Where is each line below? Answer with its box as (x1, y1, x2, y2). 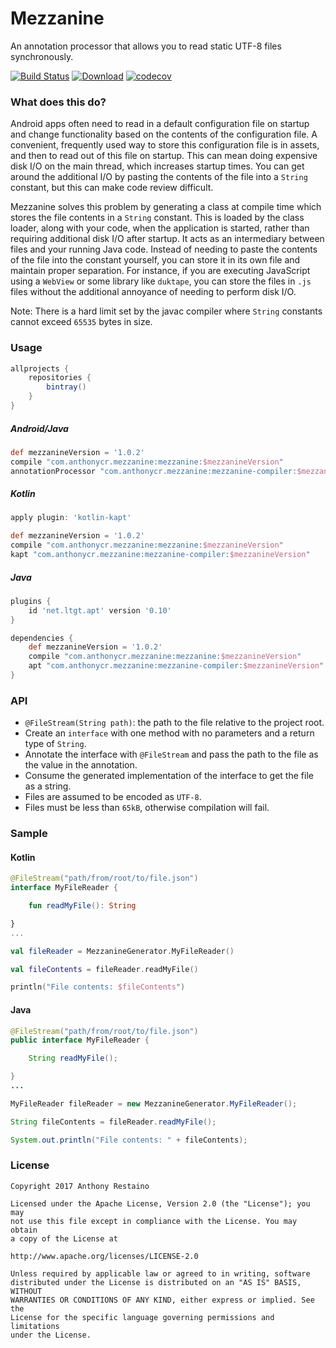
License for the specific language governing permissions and (10, 1312, 275, 1322)
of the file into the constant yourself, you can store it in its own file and (10, 254, 301, 266)
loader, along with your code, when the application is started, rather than (10, 222, 310, 234)
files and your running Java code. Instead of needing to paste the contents (10, 243, 318, 256)
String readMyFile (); (28, 1053, 118, 1064)
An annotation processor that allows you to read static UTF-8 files (10, 40, 282, 52)
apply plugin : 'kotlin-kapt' (10, 513, 132, 523)
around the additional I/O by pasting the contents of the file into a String (10, 171, 308, 183)
